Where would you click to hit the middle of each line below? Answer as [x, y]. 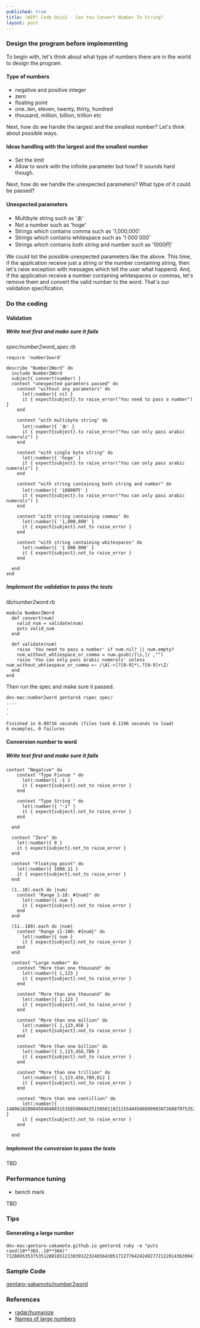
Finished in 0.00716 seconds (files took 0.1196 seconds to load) [90, 723]
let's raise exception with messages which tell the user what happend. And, [99, 270]
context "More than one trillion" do [64, 1073]
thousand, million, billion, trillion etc [58, 115]
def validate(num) [35, 644]
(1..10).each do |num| [40, 890]
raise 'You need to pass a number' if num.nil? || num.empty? [96, 649]
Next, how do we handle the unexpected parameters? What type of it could [98, 184]
